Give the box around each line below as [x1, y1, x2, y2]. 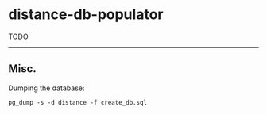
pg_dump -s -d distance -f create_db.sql [8, 98, 148, 106]
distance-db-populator [8, 6, 164, 24]
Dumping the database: [8, 83, 85, 93]
